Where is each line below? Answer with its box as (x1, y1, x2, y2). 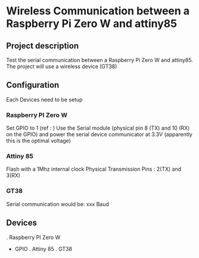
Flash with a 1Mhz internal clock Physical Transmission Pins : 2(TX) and (6, 165, 182, 173)
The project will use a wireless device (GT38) (6, 63, 117, 70)
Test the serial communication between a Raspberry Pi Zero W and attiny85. (6, 57, 194, 63)
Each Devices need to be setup (6, 96, 83, 103)
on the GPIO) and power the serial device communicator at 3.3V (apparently (6, 131, 192, 138)
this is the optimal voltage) (6, 137, 71, 145)
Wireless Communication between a (6, 4, 190, 18)
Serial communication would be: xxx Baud (6, 200, 109, 207)
